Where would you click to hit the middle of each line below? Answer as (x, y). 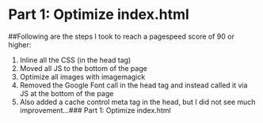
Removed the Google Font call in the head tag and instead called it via (133, 85)
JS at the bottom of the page (67, 93)
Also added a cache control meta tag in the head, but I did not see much (137, 102)
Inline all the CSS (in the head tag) (75, 60)
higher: (20, 44)
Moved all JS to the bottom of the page (84, 68)
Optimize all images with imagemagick (82, 76)
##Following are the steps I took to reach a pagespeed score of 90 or (122, 36)
